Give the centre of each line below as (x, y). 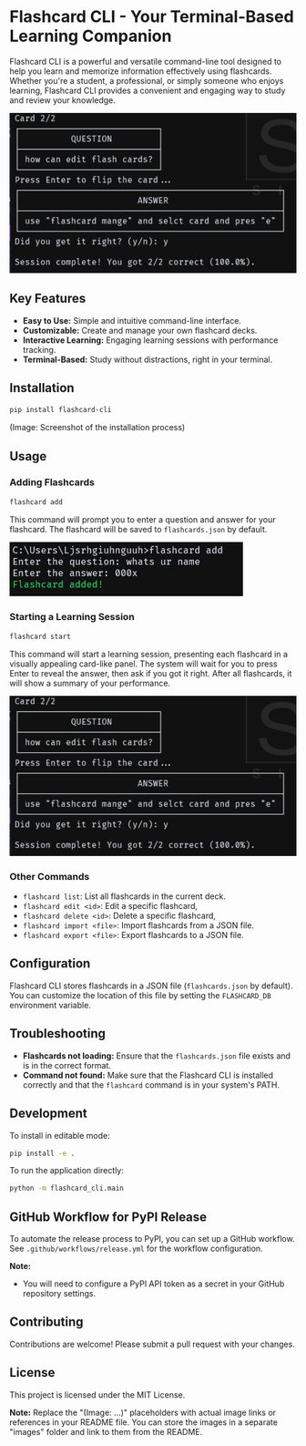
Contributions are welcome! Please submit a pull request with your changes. (153, 1344)
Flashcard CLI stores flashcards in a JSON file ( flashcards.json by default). (151, 986)
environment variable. (50, 1005)
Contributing (46, 1322)
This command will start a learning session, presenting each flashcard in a (149, 654)
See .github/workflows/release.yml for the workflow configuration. (136, 1249)
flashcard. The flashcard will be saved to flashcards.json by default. (138, 529)
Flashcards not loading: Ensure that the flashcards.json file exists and (157, 1056)
